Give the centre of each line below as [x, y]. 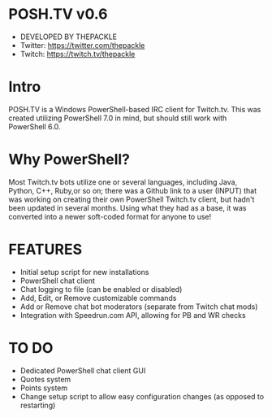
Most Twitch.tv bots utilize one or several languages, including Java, [123, 182]
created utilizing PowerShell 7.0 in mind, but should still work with [118, 118]
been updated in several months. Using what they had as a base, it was [127, 207]
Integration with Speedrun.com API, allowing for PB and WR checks [133, 315]
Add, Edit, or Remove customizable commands [98, 298]
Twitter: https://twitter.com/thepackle [82, 45]
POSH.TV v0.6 [58, 14]
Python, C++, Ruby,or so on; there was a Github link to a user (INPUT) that [133, 190]
